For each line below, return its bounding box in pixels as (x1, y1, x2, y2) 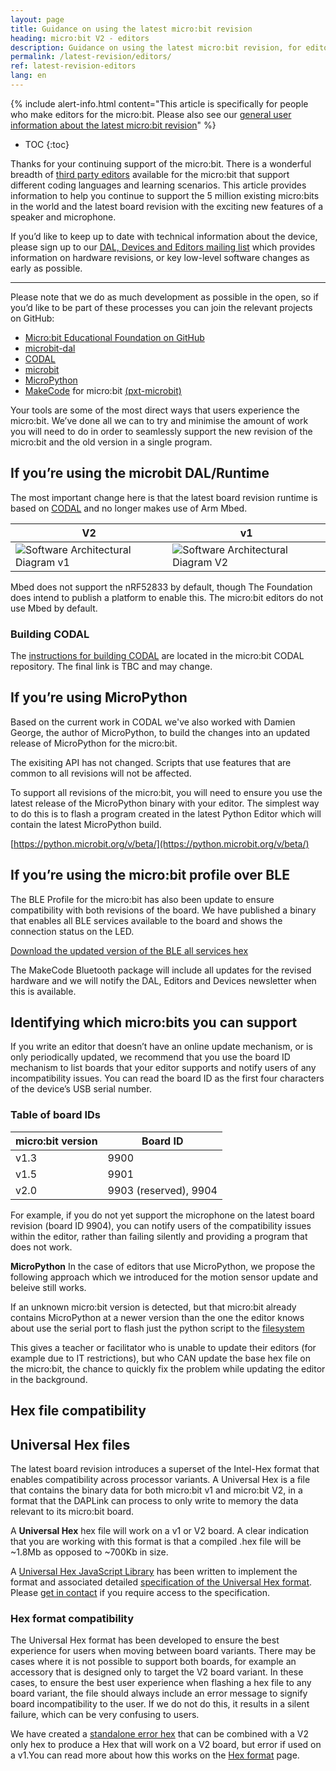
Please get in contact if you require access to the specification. (10, 1586, 271, 1598)
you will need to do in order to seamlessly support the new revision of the (10, 425, 313, 437)
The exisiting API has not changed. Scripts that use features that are (10, 756, 292, 768)
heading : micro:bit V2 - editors (10, 33, 150, 43)
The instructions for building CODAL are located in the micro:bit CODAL (10, 649, 305, 661)
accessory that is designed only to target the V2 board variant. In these (10, 1666, 304, 1678)
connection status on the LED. (10, 925, 135, 937)
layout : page (10, 14, 65, 25)
